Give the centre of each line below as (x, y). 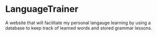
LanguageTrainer (42, 9)
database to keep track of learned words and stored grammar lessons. (79, 28)
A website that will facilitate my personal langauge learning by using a (78, 23)
